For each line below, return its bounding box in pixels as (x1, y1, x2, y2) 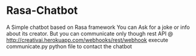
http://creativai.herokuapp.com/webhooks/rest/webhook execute (6, 36, 169, 43)
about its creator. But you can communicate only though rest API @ (6, 30, 174, 37)
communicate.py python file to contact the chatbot (6, 43, 133, 50)
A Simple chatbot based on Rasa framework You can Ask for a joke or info (6, 23, 190, 31)
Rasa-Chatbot (6, 4, 78, 17)
